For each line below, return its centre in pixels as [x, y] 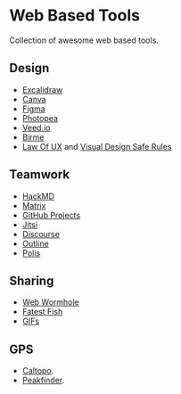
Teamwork [39, 175]
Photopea [40, 118]
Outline [35, 243]
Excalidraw [42, 89]
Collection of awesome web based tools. [84, 40]
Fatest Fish [42, 312]
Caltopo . [38, 371]
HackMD [38, 196]
